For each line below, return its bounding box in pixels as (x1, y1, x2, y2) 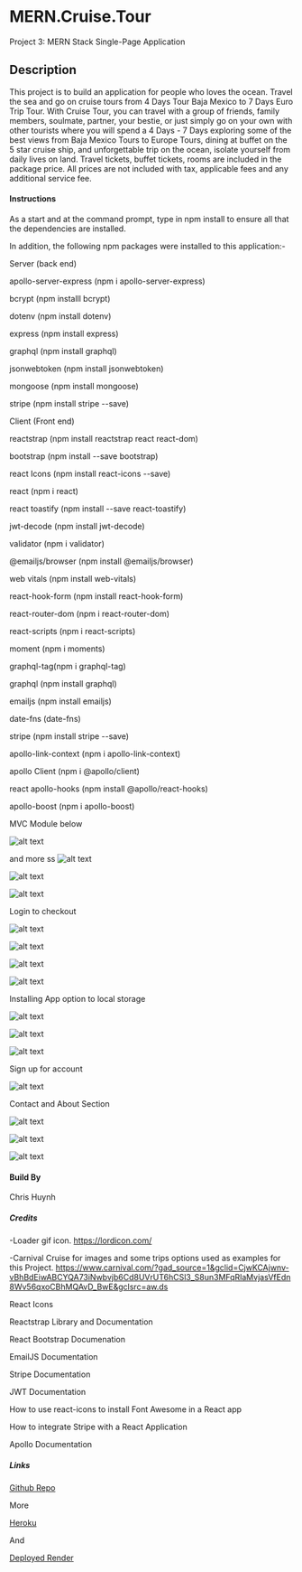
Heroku (9, 1518, 37, 1529)
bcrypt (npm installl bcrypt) (9, 293, 111, 304)
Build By (9, 1172, 41, 1183)
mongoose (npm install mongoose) (9, 380, 140, 391)
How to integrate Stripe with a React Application (9, 1421, 188, 1433)
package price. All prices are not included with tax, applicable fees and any (9, 163, 288, 173)
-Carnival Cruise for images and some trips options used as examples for (9, 1253, 281, 1264)
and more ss (9, 853, 56, 864)
